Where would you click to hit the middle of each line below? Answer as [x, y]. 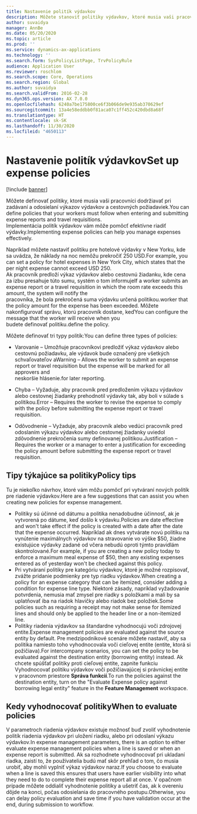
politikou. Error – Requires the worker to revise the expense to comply [98, 402]
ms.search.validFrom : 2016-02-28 [47, 93]
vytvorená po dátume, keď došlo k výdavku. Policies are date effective [99, 519]
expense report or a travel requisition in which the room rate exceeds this [94, 287]
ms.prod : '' [21, 45]
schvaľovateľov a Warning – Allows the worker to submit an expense [96, 359]
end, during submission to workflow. [50, 805]
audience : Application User [40, 66]
